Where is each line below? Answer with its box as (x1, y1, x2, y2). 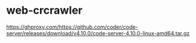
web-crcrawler (6, 4, 83, 17)
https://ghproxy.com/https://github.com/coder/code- (6, 23, 139, 30)
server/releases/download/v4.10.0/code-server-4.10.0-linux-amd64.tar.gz (6, 29, 190, 36)
